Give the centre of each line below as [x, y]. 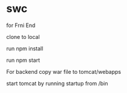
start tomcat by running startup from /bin [57, 83]
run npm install [25, 48]
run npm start [23, 60]
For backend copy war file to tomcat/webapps [64, 71]
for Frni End [21, 25]
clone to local [23, 37]
